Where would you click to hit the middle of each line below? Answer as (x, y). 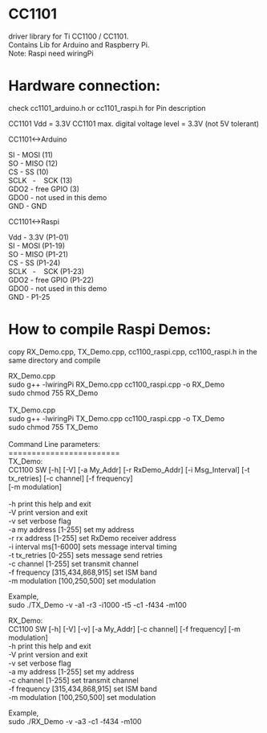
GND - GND (28, 206)
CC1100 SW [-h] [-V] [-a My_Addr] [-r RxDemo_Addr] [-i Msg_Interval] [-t (129, 469)
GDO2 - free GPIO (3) (44, 189)
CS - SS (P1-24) (34, 263)
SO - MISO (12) (33, 163)
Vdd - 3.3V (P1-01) (39, 237)
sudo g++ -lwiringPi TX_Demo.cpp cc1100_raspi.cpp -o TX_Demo (117, 418)
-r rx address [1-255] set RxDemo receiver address (92, 538)
